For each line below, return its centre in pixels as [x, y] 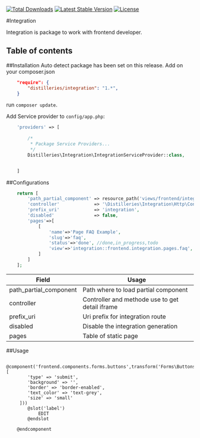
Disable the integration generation [130, 326]
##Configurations [28, 182]
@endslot [38, 419]
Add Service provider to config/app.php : [56, 117]
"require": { [33, 82]
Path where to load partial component [135, 290]
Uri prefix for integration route [124, 317]
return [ [28, 193]
